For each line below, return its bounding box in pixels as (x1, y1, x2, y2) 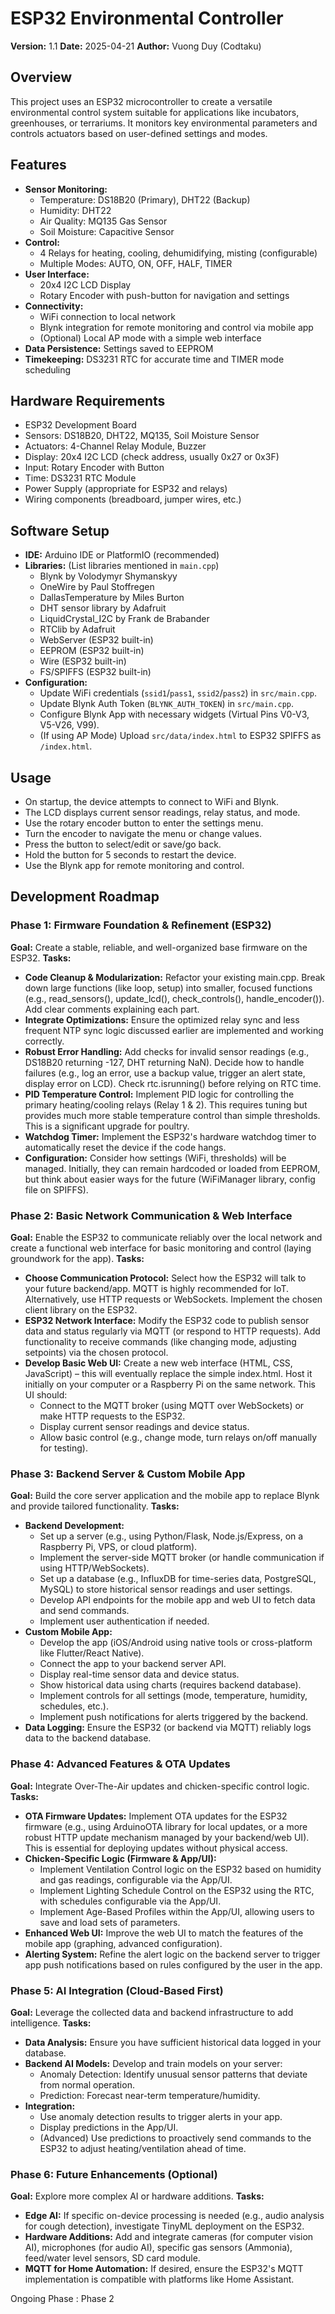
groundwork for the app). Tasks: (10, 1252, 145, 1264)
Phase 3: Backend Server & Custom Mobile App (10, 1467, 246, 1481)
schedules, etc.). (39, 1700, 109, 1712)
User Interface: (24, 268, 90, 280)
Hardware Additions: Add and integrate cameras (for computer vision (24, 2231, 314, 2243)
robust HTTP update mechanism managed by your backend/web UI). (24, 1831, 310, 1843)
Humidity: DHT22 (39, 204, 112, 216)
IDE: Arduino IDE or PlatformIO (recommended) (24, 549, 220, 561)
